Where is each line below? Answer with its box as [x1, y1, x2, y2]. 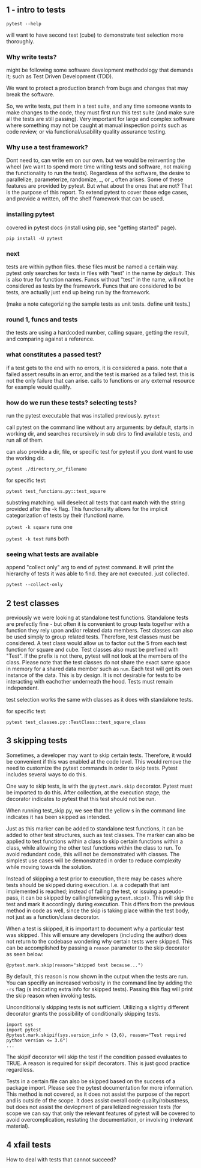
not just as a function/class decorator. [6, 913, 100, 920]
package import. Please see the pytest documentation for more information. [6, 1084, 194, 1091]
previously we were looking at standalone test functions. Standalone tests [6, 614, 189, 621]
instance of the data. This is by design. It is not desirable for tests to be [6, 672, 182, 679]
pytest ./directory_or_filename [6, 466, 87, 472]
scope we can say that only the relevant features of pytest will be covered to [6, 1110, 196, 1117]
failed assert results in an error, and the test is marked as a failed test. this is [6, 370, 195, 378]
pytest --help [6, 20, 42, 26]
